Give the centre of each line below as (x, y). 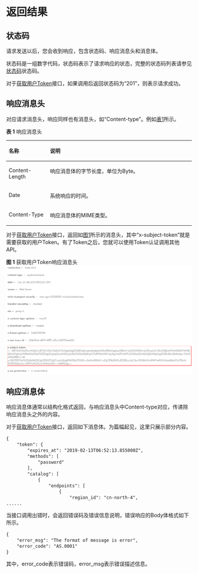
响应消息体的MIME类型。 (80, 215)
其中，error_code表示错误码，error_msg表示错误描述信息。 (78, 564)
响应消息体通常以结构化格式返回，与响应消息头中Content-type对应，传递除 (97, 407)
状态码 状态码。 (24, 71)
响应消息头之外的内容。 (34, 414)
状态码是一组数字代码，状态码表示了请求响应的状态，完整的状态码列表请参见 (99, 63)
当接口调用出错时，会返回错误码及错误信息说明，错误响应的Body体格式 (93, 515)
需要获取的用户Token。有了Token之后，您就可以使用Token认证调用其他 (93, 242)
